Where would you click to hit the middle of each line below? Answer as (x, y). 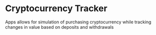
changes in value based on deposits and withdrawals (60, 27)
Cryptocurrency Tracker (56, 9)
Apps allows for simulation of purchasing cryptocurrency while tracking (78, 22)
